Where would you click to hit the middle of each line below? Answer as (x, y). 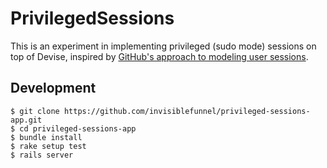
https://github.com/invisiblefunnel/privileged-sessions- (187, 111)
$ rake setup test (48, 146)
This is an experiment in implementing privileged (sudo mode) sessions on (163, 46)
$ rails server (42, 155)
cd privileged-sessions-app (78, 128)
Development (53, 88)
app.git (26, 120)
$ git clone (35, 111)
